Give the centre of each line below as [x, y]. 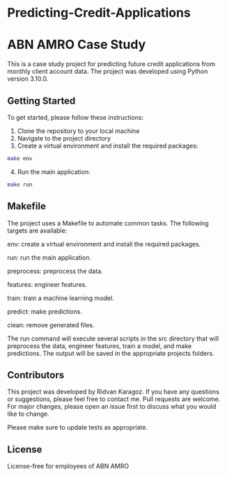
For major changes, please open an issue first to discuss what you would [112, 407]
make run [20, 185]
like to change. [29, 414]
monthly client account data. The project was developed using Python [108, 72]
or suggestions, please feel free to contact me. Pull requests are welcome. [114, 399]
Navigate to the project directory [64, 138]
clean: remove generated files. [51, 324]
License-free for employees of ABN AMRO [68, 466]
